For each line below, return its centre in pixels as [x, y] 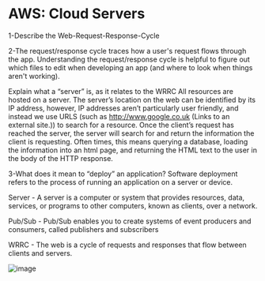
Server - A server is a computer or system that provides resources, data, [127, 197]
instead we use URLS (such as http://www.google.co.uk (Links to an [119, 116]
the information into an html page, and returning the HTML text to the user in [132, 150]
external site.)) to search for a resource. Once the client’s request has [121, 125]
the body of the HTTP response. [61, 158]
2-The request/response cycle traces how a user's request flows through [127, 51]
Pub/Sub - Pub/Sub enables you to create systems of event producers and [130, 221]
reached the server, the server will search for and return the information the [131, 133]
